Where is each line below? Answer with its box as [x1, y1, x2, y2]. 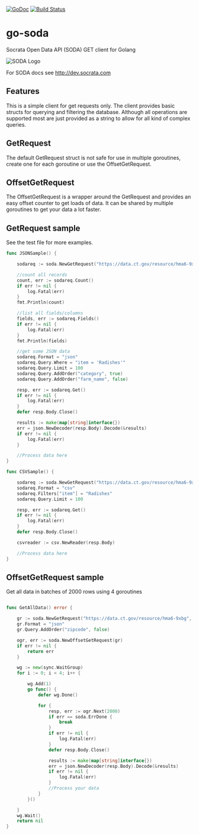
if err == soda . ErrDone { [48, 714, 113, 720]
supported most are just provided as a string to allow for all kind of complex [6, 115, 191, 122]
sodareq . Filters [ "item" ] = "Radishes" [17, 490, 113, 496]
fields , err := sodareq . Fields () [17, 316, 99, 322]
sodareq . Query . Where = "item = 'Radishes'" [17, 360, 126, 365]
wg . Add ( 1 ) [27, 681, 52, 687]
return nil [17, 818, 44, 824]
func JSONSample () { [6, 250, 57, 257]
